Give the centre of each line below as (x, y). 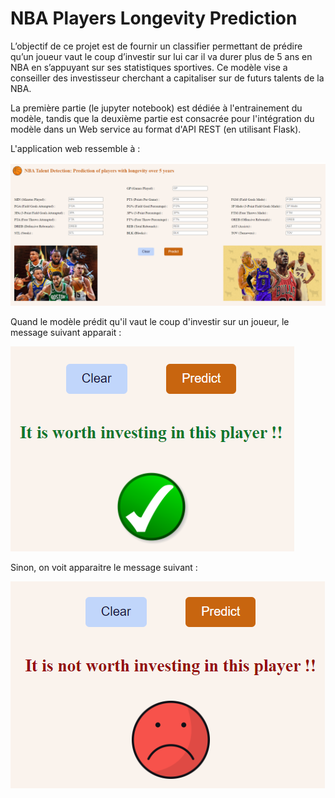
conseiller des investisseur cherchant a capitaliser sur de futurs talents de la (167, 78)
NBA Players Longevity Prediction (154, 18)
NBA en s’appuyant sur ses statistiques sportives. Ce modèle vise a (149, 67)
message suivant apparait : (66, 333)
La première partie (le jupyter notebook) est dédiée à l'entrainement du (156, 108)
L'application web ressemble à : (75, 148)
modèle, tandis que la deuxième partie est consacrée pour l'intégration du (162, 118)
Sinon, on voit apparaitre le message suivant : (104, 568)
